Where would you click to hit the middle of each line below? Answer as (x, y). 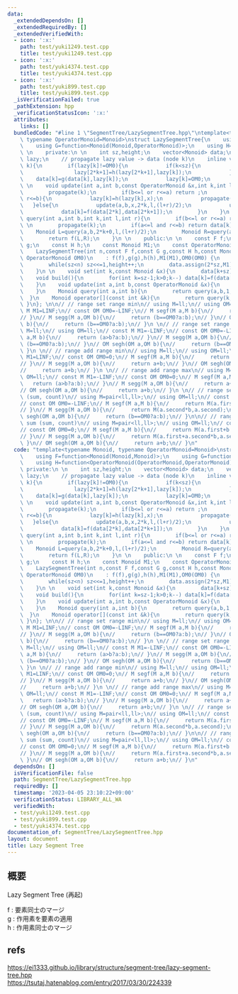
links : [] (35, 126)
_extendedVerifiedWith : (49, 34)
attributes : (32, 119)
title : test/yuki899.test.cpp (65, 93)
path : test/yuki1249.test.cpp (65, 47)
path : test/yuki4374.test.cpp (65, 67)
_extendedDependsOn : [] (49, 21)
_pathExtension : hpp (44, 106)
